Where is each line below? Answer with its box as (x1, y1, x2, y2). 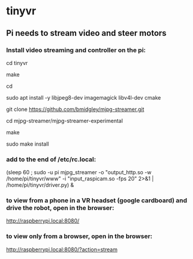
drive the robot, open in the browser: (6, 204, 114, 212)
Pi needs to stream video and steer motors (6, 28, 167, 38)
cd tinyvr (6, 59, 28, 66)
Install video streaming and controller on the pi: (6, 46, 146, 54)
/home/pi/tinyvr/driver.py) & (6, 181, 74, 189)
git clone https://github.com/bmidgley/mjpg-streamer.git (6, 106, 145, 113)
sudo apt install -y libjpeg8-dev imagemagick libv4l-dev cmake (6, 94, 161, 101)
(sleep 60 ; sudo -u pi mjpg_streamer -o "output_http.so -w (6, 169, 152, 176)
